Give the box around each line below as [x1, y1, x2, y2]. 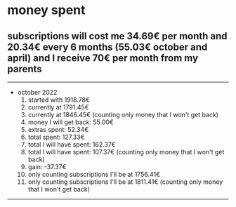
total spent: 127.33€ [27, 133, 85, 141]
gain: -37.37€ [27, 163, 67, 171]
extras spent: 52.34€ [27, 126, 89, 133]
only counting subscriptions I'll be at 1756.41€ [27, 171, 160, 178]
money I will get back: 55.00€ [27, 118, 114, 126]
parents [7, 62, 42, 75]
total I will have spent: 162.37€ [27, 140, 116, 149]
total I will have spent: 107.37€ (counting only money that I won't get [27, 148, 225, 156]
